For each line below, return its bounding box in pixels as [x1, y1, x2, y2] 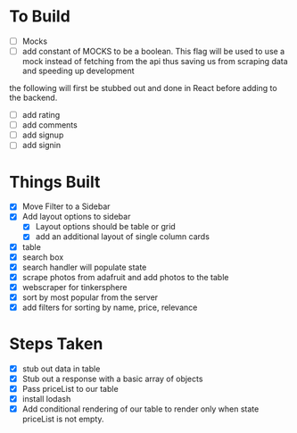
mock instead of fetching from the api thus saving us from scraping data [21, 56, 288, 67]
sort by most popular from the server [21, 292, 159, 303]
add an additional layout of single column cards [35, 231, 210, 242]
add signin [21, 140, 62, 151]
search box [21, 252, 64, 262]
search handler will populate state [21, 262, 147, 272]
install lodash [21, 394, 71, 404]
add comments [21, 120, 78, 130]
